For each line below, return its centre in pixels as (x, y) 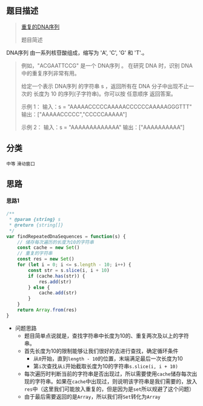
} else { (39, 287)
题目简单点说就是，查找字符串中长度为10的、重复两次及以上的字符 (107, 335)
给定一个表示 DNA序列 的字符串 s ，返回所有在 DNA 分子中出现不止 (105, 86)
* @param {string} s (35, 220)
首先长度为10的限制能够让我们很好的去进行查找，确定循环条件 (101, 351)
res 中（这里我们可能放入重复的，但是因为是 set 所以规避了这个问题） (109, 389)
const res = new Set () (46, 259)
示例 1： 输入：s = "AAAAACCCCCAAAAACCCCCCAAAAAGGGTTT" (106, 107)
